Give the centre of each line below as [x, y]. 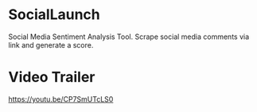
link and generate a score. [51, 44]
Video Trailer [52, 77]
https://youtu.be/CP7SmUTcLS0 [61, 99]
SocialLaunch [55, 15]
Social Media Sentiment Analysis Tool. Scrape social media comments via [129, 37]
